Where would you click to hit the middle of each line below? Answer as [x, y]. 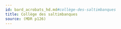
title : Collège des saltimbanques [42, 14]
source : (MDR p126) [26, 19]
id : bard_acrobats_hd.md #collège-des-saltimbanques [60, 10]
